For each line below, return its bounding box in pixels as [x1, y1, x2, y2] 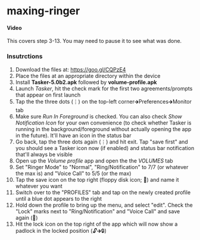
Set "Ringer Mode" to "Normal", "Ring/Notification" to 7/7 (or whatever [15, 163, 189, 170]
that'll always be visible [15, 151, 73, 158]
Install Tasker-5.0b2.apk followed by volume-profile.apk [15, 79, 157, 86]
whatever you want [15, 182, 63, 189]
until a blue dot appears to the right [15, 195, 102, 202]
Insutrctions [7, 52, 43, 61]
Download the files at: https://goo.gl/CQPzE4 [15, 66, 126, 73]
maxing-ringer [7, 4, 80, 18]
